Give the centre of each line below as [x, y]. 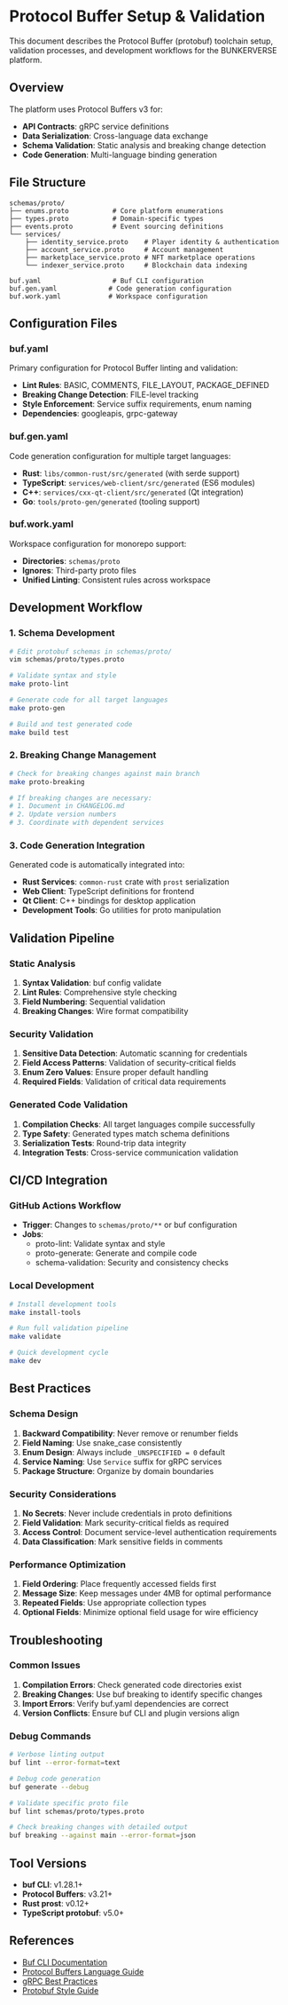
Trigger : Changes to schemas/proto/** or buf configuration [129, 1225]
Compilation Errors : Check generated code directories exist [132, 1684]
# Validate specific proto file [69, 1803]
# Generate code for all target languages [89, 700]
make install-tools [45, 1312]
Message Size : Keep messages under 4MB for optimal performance [147, 1593]
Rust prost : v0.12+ [56, 1903]
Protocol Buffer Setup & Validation [137, 16]
